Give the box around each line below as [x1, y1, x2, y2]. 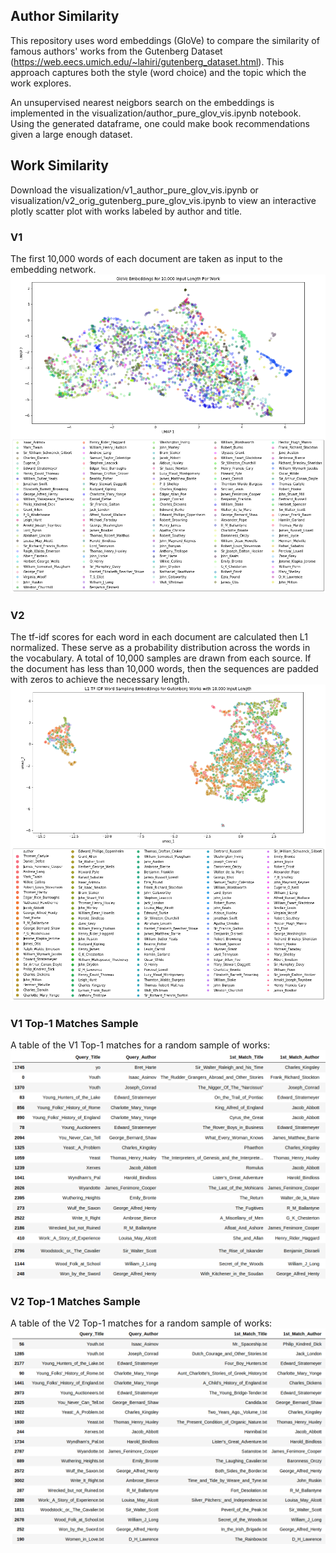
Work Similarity [10, 157, 109, 174]
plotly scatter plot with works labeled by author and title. [10, 205, 243, 217]
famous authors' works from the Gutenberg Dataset [10, 45, 223, 57]
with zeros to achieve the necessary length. [10, 674, 190, 686]
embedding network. [10, 263, 97, 275]
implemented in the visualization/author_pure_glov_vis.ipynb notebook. [10, 107, 302, 119]
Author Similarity [10, 8, 120, 25]
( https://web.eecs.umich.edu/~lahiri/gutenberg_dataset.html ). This [10, 55, 285, 68]
